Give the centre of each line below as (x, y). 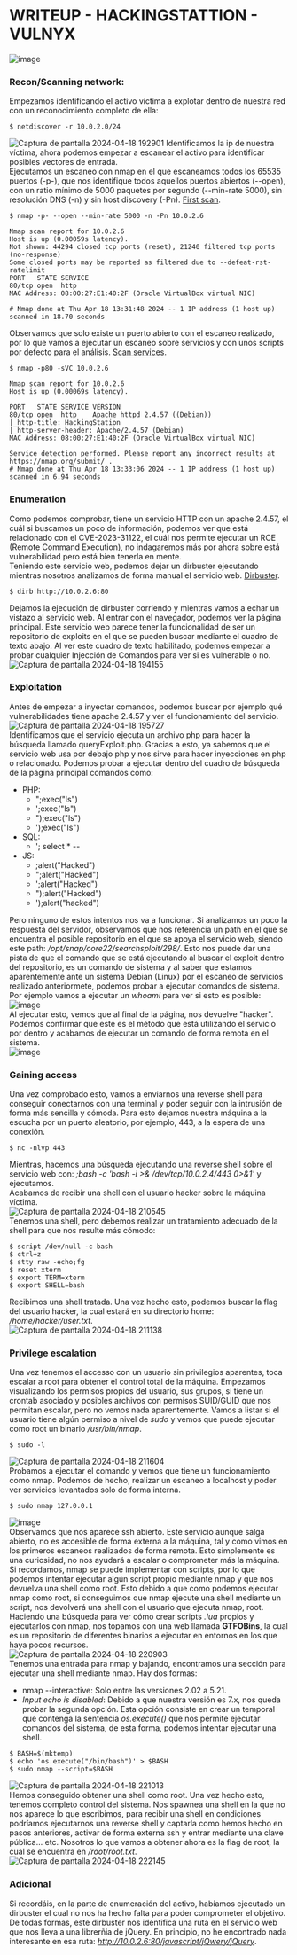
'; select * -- (58, 846)
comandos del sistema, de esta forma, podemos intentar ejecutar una (149, 1728)
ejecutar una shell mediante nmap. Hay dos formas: (103, 1673)
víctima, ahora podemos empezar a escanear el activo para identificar (137, 152)
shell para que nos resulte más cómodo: (82, 1231)
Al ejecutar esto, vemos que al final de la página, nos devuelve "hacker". (141, 1014)
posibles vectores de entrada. (63, 162)
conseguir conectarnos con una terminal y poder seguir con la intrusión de (146, 1104)
